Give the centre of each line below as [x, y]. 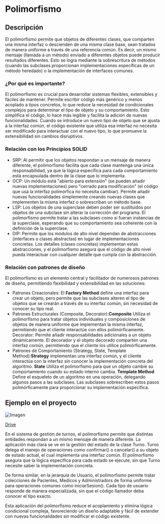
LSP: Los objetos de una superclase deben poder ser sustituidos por [82, 207]
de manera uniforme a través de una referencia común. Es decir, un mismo [81, 50]
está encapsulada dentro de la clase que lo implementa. [69, 175]
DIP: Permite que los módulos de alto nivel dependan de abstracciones [84, 233]
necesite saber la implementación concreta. [49, 465]
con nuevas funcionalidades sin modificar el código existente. [68, 516]
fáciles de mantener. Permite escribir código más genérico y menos [74, 99]
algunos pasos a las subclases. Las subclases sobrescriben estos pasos [85, 382]
